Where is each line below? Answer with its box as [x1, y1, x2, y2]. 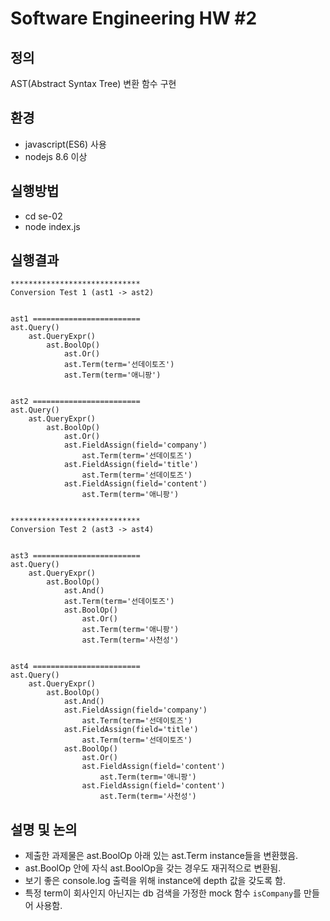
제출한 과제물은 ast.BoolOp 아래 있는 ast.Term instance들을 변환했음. [24, 850, 299, 862]
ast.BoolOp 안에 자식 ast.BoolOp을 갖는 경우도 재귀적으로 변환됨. [24, 862, 282, 874]
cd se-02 [24, 210, 63, 222]
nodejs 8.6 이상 [24, 150, 88, 162]
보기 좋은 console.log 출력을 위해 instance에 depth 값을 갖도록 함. [24, 875, 286, 887]
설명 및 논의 [10, 821, 78, 838]
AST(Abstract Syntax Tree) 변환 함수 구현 [10, 78, 177, 89]
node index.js [24, 220, 81, 232]
